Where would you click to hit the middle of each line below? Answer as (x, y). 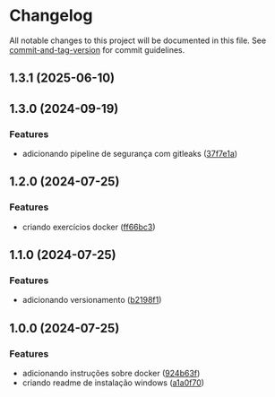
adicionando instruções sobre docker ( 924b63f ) (111, 374)
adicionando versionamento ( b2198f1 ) (92, 300)
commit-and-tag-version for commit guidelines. (97, 49)
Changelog (51, 16)
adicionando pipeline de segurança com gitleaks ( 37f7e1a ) (130, 154)
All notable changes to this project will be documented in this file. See (138, 40)
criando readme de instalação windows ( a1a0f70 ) (113, 383)
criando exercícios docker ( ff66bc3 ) (89, 227)
